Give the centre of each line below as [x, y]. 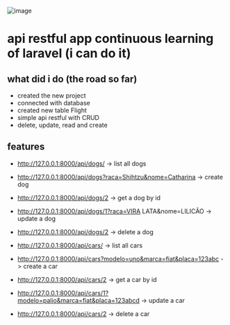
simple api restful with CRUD [58, 117]
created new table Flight [52, 110]
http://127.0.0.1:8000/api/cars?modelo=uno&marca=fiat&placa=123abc [118, 258]
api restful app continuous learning [110, 39]
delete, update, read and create [62, 125]
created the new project [51, 96]
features [26, 147]
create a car [40, 266]
